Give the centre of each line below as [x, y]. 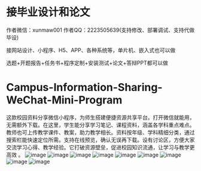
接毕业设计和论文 [48, 12]
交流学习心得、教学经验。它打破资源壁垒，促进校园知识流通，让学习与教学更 [100, 147]
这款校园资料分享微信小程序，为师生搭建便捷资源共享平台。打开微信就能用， [100, 117]
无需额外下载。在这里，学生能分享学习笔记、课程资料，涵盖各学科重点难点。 [100, 125]
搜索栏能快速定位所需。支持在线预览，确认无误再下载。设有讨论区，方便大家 [100, 140]
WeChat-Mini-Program [64, 100]
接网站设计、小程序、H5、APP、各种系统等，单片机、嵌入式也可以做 [91, 50]
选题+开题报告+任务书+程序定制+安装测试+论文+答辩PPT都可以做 [87, 63]
